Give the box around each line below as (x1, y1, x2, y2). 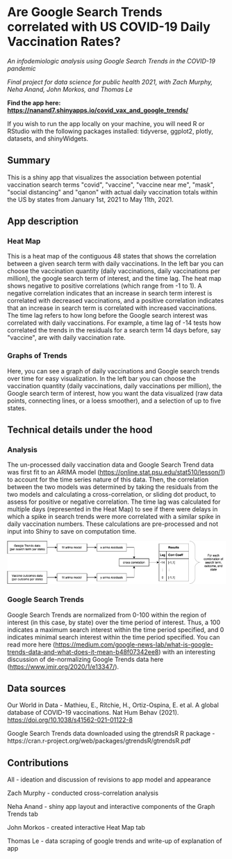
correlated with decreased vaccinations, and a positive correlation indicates (7, 297, 224, 305)
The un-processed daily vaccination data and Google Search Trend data (7, 461, 214, 469)
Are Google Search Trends (7, 4, 163, 20)
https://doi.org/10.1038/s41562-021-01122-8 (7, 715, 133, 725)
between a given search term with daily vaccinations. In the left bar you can (7, 259, 224, 268)
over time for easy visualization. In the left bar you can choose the (7, 374, 197, 382)
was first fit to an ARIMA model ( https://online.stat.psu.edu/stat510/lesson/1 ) (7, 468, 226, 477)
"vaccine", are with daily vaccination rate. (7, 334, 126, 342)
